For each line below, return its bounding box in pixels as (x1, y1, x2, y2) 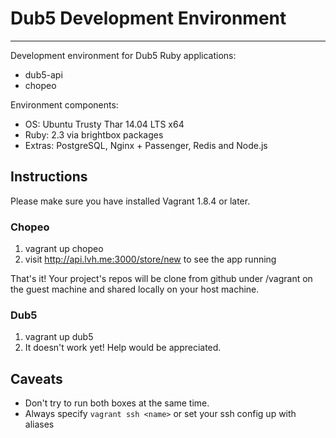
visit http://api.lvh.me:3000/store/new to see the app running (24, 253, 277, 266)
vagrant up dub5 (24, 331, 94, 343)
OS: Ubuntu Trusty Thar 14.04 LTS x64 (24, 118, 185, 130)
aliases (24, 418, 55, 431)
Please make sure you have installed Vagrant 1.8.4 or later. (10, 195, 251, 207)
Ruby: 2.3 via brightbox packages (24, 128, 164, 141)
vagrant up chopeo (24, 243, 104, 255)
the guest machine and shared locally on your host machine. (10, 283, 260, 296)
